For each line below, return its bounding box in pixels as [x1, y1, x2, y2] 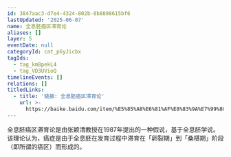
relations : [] [7, 80, 48, 87]
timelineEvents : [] [7, 73, 63, 81]
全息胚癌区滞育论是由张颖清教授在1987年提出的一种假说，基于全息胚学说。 [7, 125, 219, 134]
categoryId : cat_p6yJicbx [7, 49, 81, 56]
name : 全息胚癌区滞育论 [7, 23, 67, 29]
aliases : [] [7, 29, 41, 36]
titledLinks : [7, 86, 45, 93]
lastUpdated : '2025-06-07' [7, 16, 85, 23]
